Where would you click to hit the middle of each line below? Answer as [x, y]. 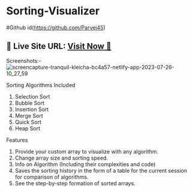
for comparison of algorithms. [52, 177]
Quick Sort [28, 122]
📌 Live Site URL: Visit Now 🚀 [59, 46]
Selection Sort [32, 96]
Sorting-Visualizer [53, 11]
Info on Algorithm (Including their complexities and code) [85, 164]
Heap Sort [28, 128]
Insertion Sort [32, 109]
